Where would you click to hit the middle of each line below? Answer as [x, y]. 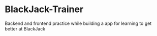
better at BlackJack [25, 28]
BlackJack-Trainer [44, 9]
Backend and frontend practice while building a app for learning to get [78, 23]
